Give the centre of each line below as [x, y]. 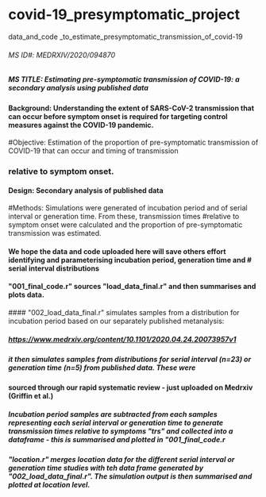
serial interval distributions [54, 268]
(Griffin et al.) [31, 396]
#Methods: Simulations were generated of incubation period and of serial [128, 208]
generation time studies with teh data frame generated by [106, 468]
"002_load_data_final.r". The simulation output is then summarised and [130, 476]
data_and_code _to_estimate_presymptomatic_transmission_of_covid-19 [126, 37]
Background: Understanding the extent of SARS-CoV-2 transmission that [131, 108]
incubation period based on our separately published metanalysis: [116, 321]
